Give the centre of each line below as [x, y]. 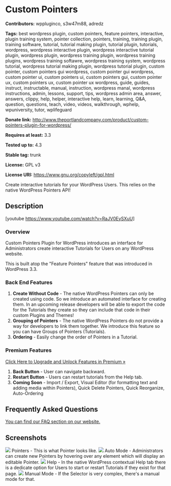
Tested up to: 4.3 [23, 145]
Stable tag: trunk [23, 155]
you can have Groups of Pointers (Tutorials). [59, 332]
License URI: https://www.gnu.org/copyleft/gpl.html [60, 175]
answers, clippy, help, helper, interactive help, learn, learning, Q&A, [76, 99]
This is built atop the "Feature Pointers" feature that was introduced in [79, 264]
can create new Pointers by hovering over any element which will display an [85, 456]
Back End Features [29, 282]
